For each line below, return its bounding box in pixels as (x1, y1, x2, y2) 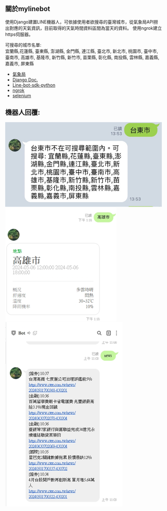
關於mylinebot (5, 4, 51, 13)
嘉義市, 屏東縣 (5, 60, 34, 66)
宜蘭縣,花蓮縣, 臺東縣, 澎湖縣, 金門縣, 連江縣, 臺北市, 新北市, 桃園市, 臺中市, (5, 48, 158, 54)
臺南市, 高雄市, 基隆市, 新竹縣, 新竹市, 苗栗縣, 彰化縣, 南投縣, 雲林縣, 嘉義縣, (5, 54, 160, 60)
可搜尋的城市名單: (5, 42, 42, 48)
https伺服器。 (5, 31, 33, 37)
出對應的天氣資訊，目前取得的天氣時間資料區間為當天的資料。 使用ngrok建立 (5, 25, 162, 31)
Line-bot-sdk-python (12, 82, 56, 88)
